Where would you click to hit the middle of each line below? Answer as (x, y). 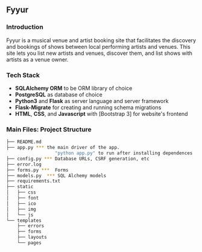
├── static (20, 187)
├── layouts (32, 238)
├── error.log (24, 164)
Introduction (25, 27)
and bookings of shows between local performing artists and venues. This (99, 46)
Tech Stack (23, 75)
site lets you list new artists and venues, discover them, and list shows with (99, 53)
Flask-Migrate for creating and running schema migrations (88, 107)
